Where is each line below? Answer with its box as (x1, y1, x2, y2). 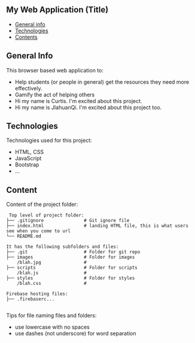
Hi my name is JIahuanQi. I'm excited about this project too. (14, 104, 162, 111)
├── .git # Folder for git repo (6, 249, 141, 255)
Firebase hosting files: (6, 291, 68, 297)
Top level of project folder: (8, 213, 84, 218)
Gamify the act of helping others (14, 91, 95, 98)
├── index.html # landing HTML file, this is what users (6, 223, 188, 229)
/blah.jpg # (17, 260, 87, 266)
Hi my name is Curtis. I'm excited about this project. (14, 97, 142, 104)
